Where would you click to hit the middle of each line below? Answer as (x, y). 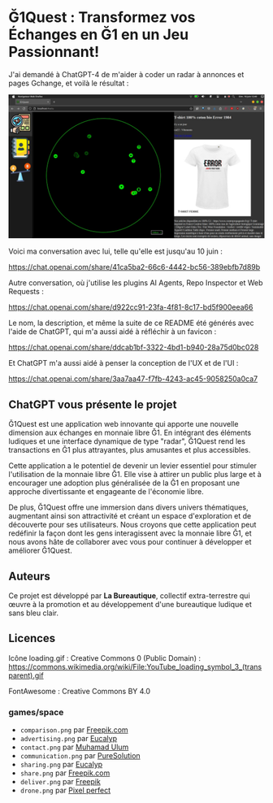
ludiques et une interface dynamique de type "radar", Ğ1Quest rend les (127, 441)
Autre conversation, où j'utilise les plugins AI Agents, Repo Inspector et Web (136, 283)
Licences (32, 638)
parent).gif (26, 675)
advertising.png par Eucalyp (69, 739)
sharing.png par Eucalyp (61, 765)
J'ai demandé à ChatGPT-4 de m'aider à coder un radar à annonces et (126, 74)
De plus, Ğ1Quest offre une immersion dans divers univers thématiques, (128, 507)
